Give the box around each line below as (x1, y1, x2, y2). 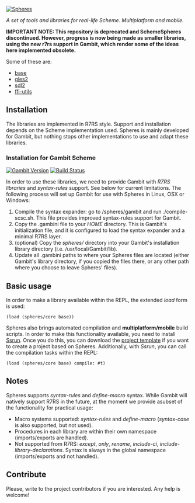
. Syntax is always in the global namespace (62, 446, 166, 453)
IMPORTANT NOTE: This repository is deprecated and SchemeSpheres (6, 28, 182, 35)
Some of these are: (6, 58, 52, 65)
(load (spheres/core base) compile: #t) (6, 360, 106, 366)
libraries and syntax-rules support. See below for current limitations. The (6, 185, 182, 192)
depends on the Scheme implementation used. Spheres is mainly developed (6, 126, 189, 134)
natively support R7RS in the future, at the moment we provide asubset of (6, 398, 183, 405)
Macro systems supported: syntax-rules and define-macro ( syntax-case (14, 415, 190, 422)
